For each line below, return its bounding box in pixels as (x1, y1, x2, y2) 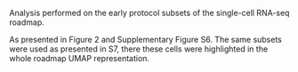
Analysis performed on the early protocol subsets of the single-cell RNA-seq (9, 8, 290, 18)
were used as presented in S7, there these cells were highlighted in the (9, 44, 269, 54)
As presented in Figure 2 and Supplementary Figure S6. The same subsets (9, 35, 283, 44)
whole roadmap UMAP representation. (9, 53, 149, 63)
